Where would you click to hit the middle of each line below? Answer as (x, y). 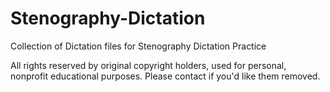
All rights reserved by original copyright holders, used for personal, (148, 65)
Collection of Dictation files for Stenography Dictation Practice (138, 46)
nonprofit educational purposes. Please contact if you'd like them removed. (165, 76)
